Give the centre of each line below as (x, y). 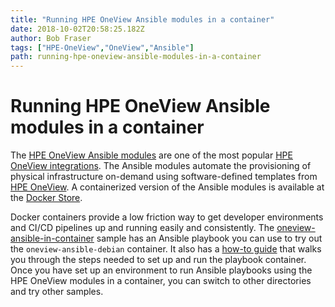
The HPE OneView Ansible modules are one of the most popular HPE (151, 155)
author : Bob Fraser (51, 38)
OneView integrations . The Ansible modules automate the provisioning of (161, 166)
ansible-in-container (52, 238)
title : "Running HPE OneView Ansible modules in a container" (142, 19)
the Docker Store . (46, 198)
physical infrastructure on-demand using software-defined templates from (164, 177)
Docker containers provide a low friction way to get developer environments (167, 217)
